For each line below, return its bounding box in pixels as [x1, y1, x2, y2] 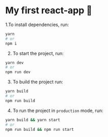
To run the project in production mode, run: [12, 107, 103, 113]
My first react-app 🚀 [5, 5, 93, 16]
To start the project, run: [12, 50, 64, 56]
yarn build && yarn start [5, 117, 60, 122]
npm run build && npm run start [5, 127, 74, 132]
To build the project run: [12, 79, 64, 85]
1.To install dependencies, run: [5, 21, 69, 28]
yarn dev [5, 60, 24, 65]
